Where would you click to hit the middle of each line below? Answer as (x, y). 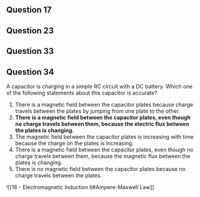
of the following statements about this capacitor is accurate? (82, 93)
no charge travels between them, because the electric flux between (102, 124)
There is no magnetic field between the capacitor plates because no (100, 169)
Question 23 (30, 31)
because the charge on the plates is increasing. (74, 143)
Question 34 (30, 72)
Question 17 (29, 10)
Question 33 (30, 51)
